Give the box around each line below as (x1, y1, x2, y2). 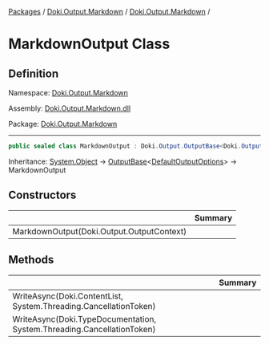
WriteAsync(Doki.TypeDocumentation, (12, 313, 157, 324)
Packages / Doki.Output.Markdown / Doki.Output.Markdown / (8, 7, 211, 16)
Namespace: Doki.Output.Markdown (8, 88, 128, 97)
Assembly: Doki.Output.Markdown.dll (8, 103, 130, 113)
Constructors (8, 189, 77, 202)
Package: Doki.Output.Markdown (8, 120, 118, 128)
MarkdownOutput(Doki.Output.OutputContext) (12, 225, 187, 237)
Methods (8, 253, 54, 267)
